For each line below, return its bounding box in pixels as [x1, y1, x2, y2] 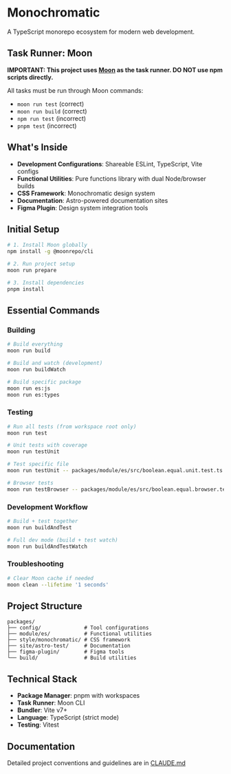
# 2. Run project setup [7, 261, 76, 267]
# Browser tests [7, 479, 54, 486]
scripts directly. [7, 73, 54, 81]
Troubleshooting [7, 559, 64, 568]
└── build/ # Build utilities [7, 654, 137, 661]
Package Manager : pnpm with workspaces [16, 692, 140, 700]
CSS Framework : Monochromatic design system [16, 189, 155, 197]
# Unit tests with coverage [7, 442, 88, 449]
